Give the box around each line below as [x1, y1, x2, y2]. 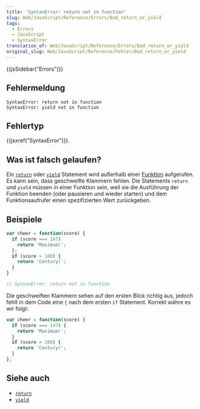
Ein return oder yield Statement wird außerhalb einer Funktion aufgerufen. [6, 171, 195, 178]
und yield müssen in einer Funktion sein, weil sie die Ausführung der [6, 184, 179, 191]
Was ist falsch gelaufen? [6, 155, 102, 165]
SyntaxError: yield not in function [6, 104, 99, 110]
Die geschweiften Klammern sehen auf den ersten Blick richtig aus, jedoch [6, 292, 193, 299]
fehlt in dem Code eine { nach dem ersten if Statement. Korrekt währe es [6, 298, 191, 306]
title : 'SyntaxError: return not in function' [6, 9, 126, 15]
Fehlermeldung [6, 83, 66, 93]
